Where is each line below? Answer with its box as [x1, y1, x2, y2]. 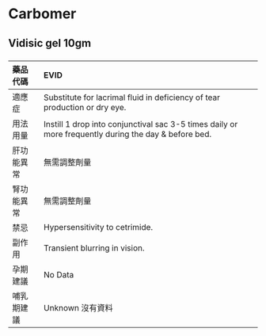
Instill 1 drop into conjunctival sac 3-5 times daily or [43, 118, 238, 129]
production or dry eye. [43, 101, 127, 113]
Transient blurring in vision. [43, 242, 145, 254]
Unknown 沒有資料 [43, 302, 113, 313]
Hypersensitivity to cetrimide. [43, 221, 154, 232]
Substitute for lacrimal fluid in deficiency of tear [43, 92, 220, 103]
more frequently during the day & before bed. [43, 128, 212, 139]
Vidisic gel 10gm [8, 36, 92, 50]
